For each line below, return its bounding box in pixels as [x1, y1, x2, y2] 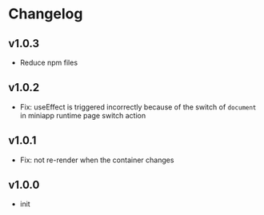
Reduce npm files [19, 58, 78, 67]
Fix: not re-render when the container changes [19, 155, 174, 165]
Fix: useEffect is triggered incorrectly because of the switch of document [19, 102, 257, 112]
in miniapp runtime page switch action [19, 110, 146, 120]
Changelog [8, 5, 83, 23]
